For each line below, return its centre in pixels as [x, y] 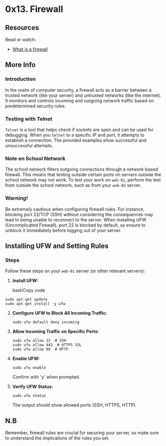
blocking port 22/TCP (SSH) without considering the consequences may [79, 214]
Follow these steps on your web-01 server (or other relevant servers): [75, 271]
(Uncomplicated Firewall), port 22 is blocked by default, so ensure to [75, 225]
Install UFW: [25, 281]
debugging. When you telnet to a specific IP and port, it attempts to [75, 135]
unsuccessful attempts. [29, 145]
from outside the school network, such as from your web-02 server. [73, 185]
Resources [22, 28]
